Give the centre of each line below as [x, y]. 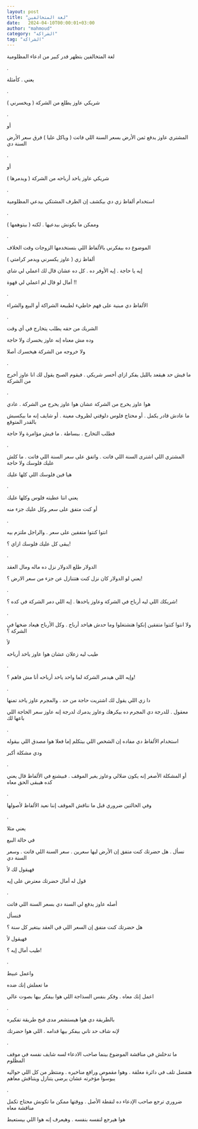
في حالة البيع [21, 840]
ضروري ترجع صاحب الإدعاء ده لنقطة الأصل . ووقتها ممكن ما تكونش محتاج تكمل [95, 1101]
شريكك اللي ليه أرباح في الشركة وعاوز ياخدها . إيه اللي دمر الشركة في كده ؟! [92, 601]
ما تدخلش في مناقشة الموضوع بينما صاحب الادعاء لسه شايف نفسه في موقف [92, 1054]
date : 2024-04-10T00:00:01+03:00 [51, 23]
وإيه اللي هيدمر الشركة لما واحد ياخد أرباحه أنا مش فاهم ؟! [71, 677]
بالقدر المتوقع [22, 422]
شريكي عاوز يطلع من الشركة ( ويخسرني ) [54, 103]
